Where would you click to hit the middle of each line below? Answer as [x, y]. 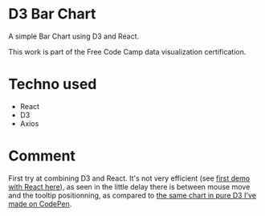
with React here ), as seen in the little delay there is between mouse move [129, 186]
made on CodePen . [40, 204]
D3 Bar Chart [52, 14]
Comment [42, 156]
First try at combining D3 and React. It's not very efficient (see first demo [129, 178]
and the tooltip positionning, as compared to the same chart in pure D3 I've [132, 195]
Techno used [53, 84]
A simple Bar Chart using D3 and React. [74, 36]
